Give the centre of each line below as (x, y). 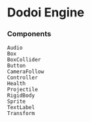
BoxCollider (24, 60)
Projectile (23, 90)
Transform (21, 114)
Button (16, 66)
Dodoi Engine (46, 13)
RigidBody (21, 96)
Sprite (16, 102)
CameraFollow (26, 72)
